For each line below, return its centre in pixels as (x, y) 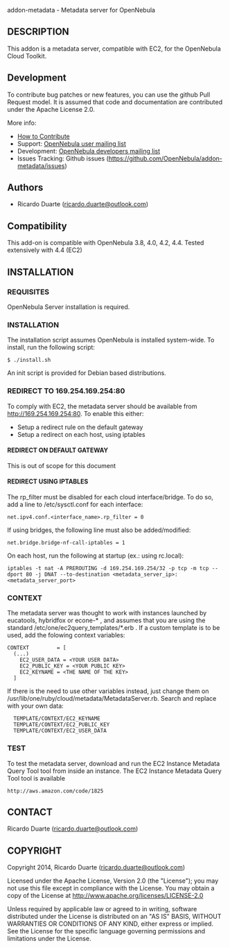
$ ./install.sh (29, 360)
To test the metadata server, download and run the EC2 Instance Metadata (114, 763)
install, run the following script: (51, 347)
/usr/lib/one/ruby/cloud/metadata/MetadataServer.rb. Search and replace (112, 699)
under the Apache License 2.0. (51, 109)
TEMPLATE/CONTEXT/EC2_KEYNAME (57, 719)
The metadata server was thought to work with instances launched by (107, 613)
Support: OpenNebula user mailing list (71, 143)
